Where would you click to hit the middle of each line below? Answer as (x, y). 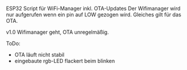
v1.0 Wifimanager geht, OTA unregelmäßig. (57, 32)
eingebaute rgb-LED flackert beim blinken (65, 61)
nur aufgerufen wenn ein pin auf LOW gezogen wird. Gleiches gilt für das (94, 15)
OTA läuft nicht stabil (39, 55)
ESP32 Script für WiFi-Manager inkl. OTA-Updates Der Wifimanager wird (93, 8)
